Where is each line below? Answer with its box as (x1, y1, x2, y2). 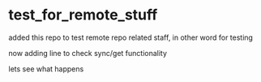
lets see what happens (8, 63, 84, 74)
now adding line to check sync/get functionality (8, 48, 168, 58)
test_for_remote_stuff (8, 6, 158, 24)
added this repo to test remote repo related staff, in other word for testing (8, 32, 254, 42)
